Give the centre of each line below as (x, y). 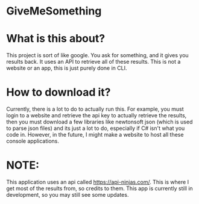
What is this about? (56, 39)
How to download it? (58, 92)
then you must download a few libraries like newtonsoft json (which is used (99, 122)
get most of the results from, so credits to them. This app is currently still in (99, 188)
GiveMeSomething (54, 11)
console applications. (33, 141)
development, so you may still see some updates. (68, 195)
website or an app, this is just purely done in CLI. (67, 68)
